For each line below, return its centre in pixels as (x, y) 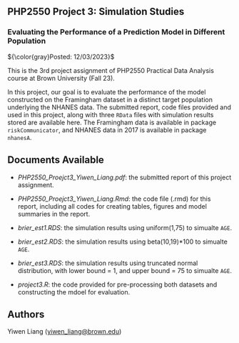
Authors (26, 314)
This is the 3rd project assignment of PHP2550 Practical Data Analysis (111, 70)
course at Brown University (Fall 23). (61, 78)
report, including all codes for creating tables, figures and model (112, 206)
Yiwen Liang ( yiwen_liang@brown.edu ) (65, 332)
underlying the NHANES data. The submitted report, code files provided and (119, 107)
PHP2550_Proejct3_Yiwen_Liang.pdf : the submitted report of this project (124, 177)
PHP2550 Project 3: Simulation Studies (96, 12)
